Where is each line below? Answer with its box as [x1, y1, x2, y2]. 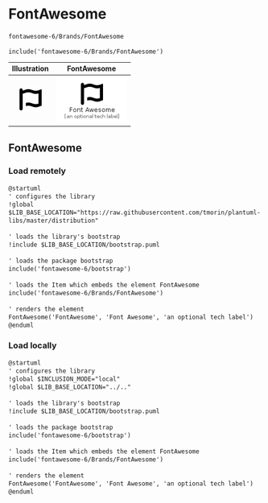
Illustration [11, 64, 50, 73]
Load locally [8, 340, 57, 351]
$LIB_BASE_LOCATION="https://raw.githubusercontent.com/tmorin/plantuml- [8, 208, 262, 216]
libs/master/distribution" [8, 216, 99, 225]
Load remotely [8, 165, 67, 176]
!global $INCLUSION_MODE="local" [8, 375, 121, 383]
